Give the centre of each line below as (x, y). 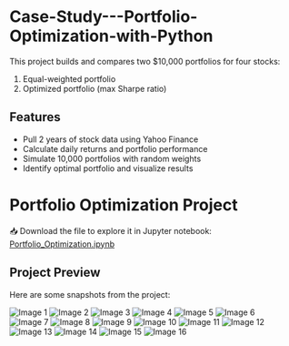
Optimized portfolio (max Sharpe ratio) (95, 88)
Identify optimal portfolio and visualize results (108, 168)
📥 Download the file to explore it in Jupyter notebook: (110, 230)
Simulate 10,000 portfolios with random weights (112, 158)
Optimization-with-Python (111, 36)
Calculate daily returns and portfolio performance (115, 148)
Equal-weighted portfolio (69, 78)
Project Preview (55, 273)
